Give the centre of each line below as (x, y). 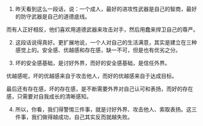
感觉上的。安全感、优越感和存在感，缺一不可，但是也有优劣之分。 (98, 50)
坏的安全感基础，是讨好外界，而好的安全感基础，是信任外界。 (93, 63)
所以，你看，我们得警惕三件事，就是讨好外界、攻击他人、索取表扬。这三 (106, 109)
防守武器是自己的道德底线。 (55, 16)
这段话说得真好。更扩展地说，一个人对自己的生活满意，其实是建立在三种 (106, 42)
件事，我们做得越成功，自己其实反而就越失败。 (74, 117)
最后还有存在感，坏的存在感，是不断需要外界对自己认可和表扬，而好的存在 (100, 89)
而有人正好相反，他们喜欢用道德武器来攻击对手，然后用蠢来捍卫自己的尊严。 (102, 30)
